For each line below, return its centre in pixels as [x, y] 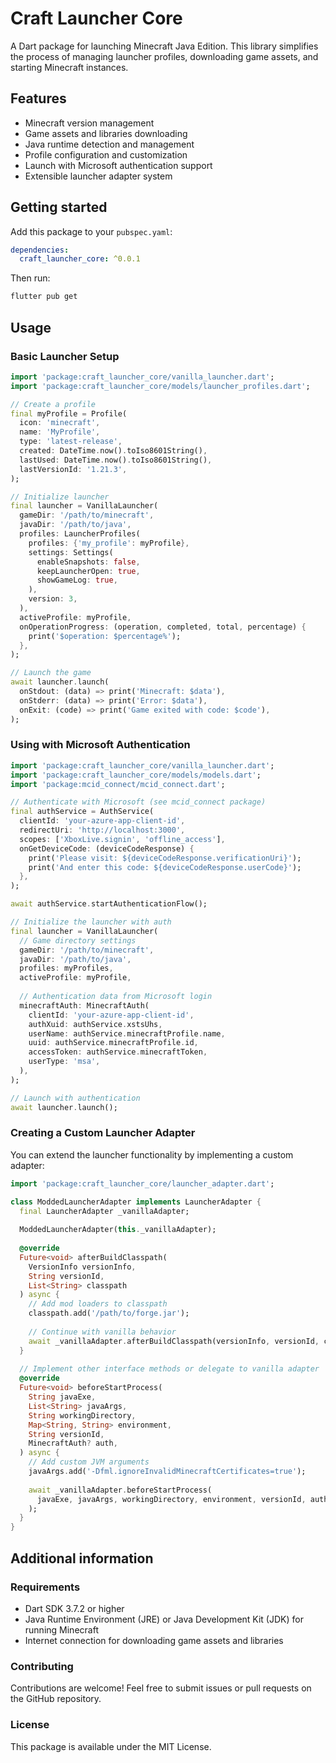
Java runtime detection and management [109, 144]
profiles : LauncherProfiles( [80, 534]
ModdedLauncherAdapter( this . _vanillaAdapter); [118, 1230]
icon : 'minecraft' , [60, 423]
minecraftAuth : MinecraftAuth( [84, 1005]
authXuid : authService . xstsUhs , [95, 1024]
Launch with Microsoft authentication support [118, 165]
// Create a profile [53, 404]
